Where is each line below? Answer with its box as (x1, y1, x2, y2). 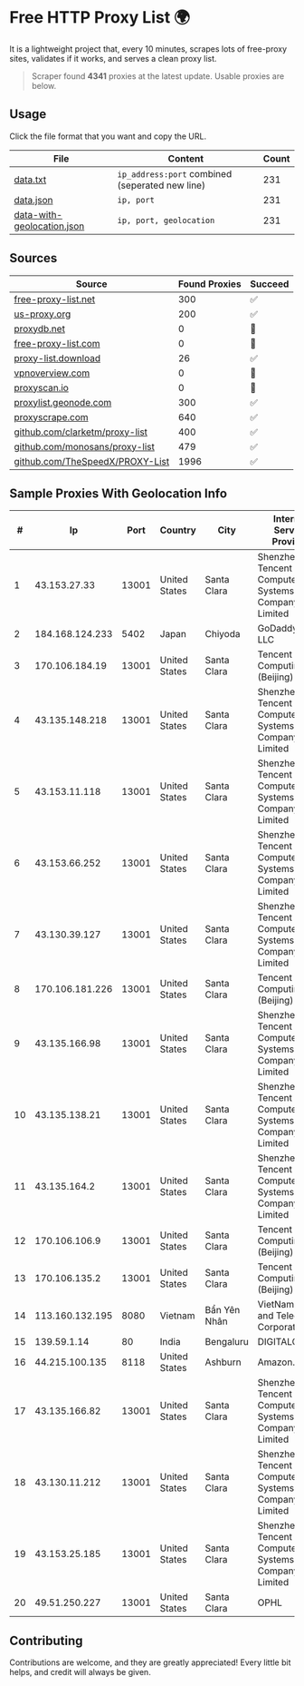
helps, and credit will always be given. (9, 1667, 151, 1678)
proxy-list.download (14, 351, 101, 364)
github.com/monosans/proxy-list (14, 440, 156, 453)
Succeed (250, 278, 290, 290)
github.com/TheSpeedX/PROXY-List (14, 455, 170, 467)
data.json (14, 193, 53, 206)
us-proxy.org (14, 308, 71, 320)
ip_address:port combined (117, 167, 233, 180)
